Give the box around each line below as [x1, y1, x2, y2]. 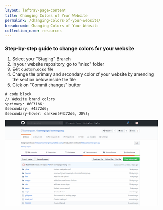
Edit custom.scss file [12, 66, 54, 72]
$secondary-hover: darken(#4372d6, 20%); [5, 111, 90, 116]
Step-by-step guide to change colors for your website [5, 45, 134, 52]
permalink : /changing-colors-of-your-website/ [5, 18, 101, 23]
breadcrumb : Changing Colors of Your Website [5, 23, 98, 28]
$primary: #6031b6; [5, 102, 45, 106]
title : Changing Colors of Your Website [5, 13, 88, 18]
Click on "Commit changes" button [12, 82, 82, 87]
